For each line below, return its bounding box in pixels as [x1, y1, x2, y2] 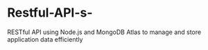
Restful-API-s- [7, 5, 93, 21]
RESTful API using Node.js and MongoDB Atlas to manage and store [7, 28, 202, 36]
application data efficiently [7, 35, 83, 43]
